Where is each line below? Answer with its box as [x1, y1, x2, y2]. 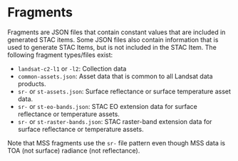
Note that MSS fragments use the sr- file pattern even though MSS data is [7, 138, 226, 147]
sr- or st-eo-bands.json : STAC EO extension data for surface [17, 102, 197, 110]
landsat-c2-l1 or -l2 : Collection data [17, 64, 127, 73]
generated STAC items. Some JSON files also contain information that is [7, 35, 219, 43]
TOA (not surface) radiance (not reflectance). [7, 146, 140, 155]
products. [17, 79, 46, 88]
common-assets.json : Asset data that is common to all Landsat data [17, 72, 213, 80]
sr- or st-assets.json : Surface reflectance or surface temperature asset [17, 87, 232, 95]
